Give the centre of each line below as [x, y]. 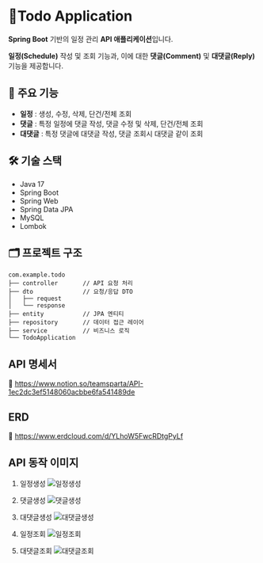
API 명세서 [33, 364]
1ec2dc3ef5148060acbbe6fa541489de [72, 392]
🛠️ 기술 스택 [35, 161]
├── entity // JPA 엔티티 [66, 314]
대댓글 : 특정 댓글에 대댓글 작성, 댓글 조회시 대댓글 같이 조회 [111, 133]
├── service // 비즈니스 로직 [69, 331]
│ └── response [37, 306]
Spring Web [39, 200]
